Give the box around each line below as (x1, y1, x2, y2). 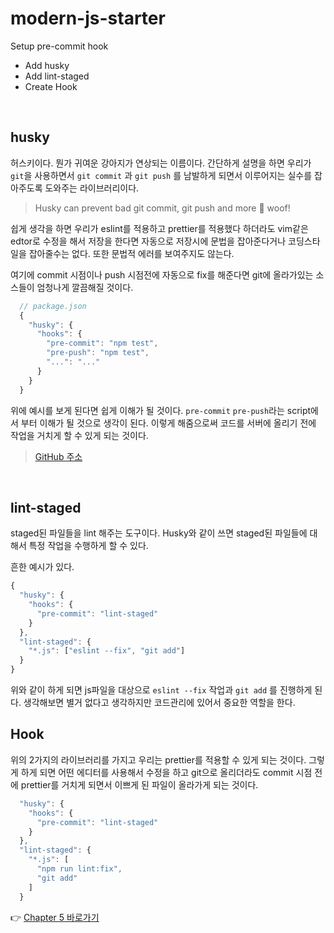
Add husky (24, 59, 70, 71)
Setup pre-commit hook (10, 40, 109, 52)
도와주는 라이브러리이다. (44, 182, 140, 194)
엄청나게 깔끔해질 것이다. (36, 281, 134, 293)
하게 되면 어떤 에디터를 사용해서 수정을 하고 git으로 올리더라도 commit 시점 (20, 766, 313, 778)
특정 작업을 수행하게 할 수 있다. (28, 540, 149, 552)
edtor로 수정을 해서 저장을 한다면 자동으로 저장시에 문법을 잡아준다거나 (10, 235, 287, 247)
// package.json (19, 301, 87, 311)
